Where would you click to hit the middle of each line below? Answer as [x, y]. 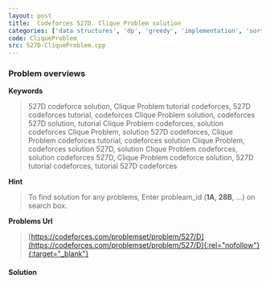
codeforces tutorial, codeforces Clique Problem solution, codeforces [141, 115]
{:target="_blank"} [58, 254]
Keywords [26, 91]
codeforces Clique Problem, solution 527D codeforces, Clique [131, 132]
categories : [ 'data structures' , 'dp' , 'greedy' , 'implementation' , [125, 30]
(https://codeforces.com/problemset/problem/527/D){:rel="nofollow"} [144, 245]
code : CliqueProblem [43, 38]
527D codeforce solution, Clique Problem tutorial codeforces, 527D [139, 107]
